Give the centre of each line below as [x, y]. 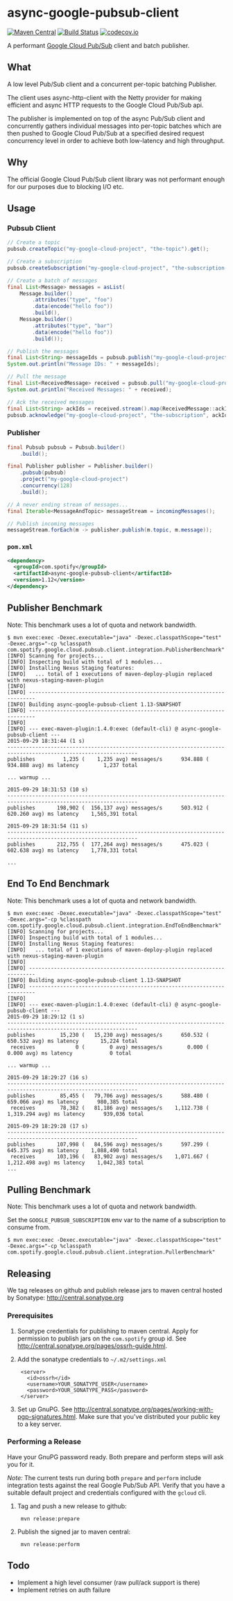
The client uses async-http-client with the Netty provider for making [105, 97]
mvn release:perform [50, 1544]
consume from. [29, 1227]
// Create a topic [34, 243]
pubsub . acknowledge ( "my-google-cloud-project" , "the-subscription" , [108, 415]
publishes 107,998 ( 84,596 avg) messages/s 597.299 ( [108, 1144]
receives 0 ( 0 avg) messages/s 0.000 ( [110, 1047]
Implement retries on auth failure [64, 1590]
